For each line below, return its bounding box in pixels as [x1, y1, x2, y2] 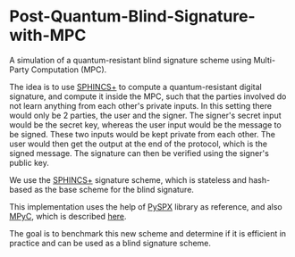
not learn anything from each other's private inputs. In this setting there [9, 100, 273, 111]
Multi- [253, 54, 275, 65]
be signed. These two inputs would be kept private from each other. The [9, 128, 275, 139]
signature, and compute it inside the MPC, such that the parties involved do [9, 91, 287, 102]
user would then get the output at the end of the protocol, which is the [9, 138, 268, 149]
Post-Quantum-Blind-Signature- [9, 6, 257, 27]
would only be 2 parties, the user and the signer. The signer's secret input [9, 110, 282, 120]
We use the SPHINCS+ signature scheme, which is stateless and [9, 174, 248, 185]
